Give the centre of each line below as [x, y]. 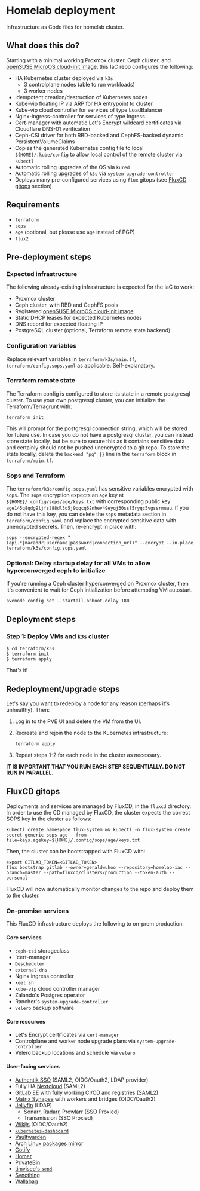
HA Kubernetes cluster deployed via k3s [64, 78]
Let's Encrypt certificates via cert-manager [67, 1035]
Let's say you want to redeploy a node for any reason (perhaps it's [88, 703]
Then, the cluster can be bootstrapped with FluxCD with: [76, 851]
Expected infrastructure [42, 274]
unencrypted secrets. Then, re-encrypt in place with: [71, 527]
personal [17, 878]
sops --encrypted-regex [36, 538]
